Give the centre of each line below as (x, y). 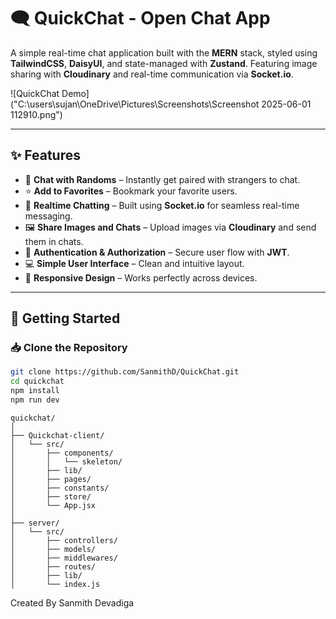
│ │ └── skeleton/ (66, 461)
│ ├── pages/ (51, 479)
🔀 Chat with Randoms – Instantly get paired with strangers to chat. (162, 179)
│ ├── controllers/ (64, 540)
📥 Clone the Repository (69, 348)
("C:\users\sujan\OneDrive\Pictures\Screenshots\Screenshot (135, 104)
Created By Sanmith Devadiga (72, 602)
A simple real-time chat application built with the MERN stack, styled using (164, 52)
